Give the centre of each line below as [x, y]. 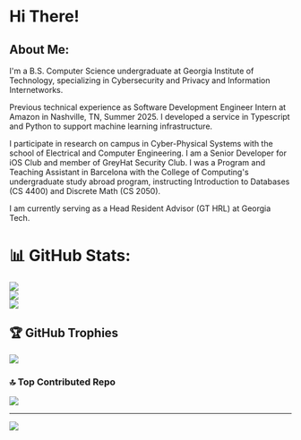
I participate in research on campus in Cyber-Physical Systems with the [141, 144]
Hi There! [44, 17]
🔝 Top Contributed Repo [63, 382]
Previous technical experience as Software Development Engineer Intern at [148, 107]
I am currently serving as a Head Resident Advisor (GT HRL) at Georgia [140, 208]
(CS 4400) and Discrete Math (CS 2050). [85, 191]
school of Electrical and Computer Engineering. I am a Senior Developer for [148, 153]
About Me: [39, 50]
